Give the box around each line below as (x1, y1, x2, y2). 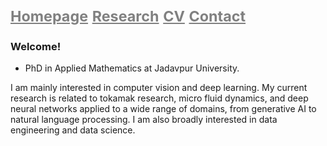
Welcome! (10, 40, 62, 54)
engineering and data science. (10, 124, 136, 136)
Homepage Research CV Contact (10, 7, 247, 26)
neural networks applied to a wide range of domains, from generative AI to (10, 103, 317, 115)
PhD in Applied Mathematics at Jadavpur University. (24, 62, 240, 74)
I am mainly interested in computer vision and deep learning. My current (10, 82, 308, 94)
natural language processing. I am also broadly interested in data (10, 114, 278, 126)
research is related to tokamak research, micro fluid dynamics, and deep (10, 92, 309, 104)
